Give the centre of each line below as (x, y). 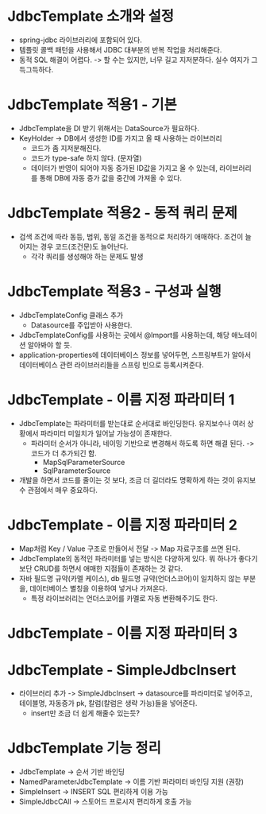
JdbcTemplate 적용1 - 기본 (92, 105)
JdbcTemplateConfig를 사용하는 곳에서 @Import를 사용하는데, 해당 (124, 335)
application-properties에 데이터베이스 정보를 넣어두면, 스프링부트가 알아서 (135, 355)
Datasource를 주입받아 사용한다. (81, 325)
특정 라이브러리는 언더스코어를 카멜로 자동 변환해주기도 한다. (124, 598)
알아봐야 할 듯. (50, 345)
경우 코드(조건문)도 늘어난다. (84, 246)
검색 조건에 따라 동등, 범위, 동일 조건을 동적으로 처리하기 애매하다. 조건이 (131, 236)
